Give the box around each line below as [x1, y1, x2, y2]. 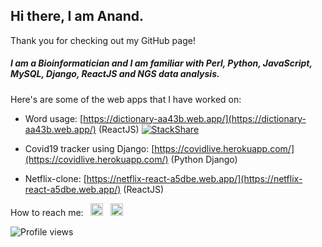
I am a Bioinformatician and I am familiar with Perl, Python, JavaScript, [10, 57, 313, 69]
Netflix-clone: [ [24, 172, 87, 184]
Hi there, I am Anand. [10, 8, 145, 25]
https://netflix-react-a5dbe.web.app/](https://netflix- [86, 172, 303, 184]
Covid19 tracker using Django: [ [24, 142, 155, 154]
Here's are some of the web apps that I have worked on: [10, 93, 242, 105]
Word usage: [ [24, 112, 84, 124]
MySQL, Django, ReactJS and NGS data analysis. [10, 68, 220, 80]
